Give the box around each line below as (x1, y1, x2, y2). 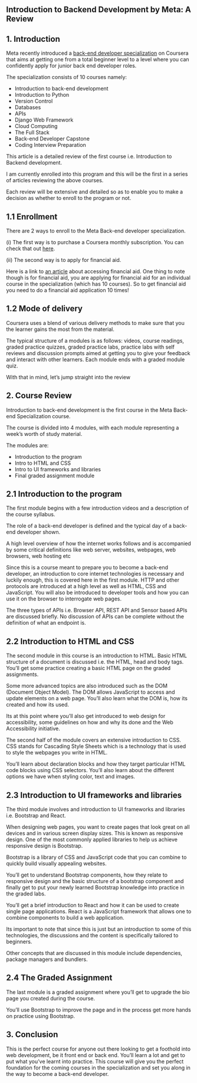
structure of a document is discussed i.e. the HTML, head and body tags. (6, 658, 184, 665)
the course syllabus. (6, 511, 55, 518)
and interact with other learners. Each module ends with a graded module (6, 356, 185, 363)
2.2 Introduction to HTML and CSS (6, 636, 134, 646)
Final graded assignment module (14, 472, 95, 479)
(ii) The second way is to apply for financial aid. (6, 257, 122, 264)
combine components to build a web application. (6, 914, 125, 921)
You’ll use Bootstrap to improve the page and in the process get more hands (6, 1006, 192, 1013)
